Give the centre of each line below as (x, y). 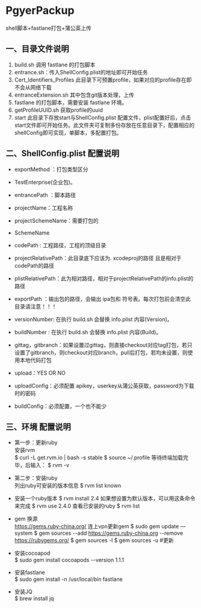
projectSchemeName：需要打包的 (56, 221)
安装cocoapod (32, 553)
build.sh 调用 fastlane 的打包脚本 (55, 65)
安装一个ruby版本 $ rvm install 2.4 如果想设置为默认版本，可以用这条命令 (105, 499)
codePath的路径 (34, 265)
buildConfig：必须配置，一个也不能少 (60, 406)
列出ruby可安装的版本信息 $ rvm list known (68, 486)
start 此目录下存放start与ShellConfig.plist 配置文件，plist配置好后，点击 (103, 117)
